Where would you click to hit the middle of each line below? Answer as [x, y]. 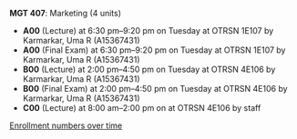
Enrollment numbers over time [66, 125]
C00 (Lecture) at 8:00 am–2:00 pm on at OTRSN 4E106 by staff [142, 108]
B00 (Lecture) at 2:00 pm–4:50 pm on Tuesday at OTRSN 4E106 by [149, 69]
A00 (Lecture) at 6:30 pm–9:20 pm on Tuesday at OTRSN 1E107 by [148, 30]
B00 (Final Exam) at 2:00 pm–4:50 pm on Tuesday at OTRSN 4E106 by [155, 89]
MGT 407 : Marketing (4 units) [65, 13]
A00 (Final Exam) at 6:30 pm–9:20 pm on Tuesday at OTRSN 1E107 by [154, 50]
